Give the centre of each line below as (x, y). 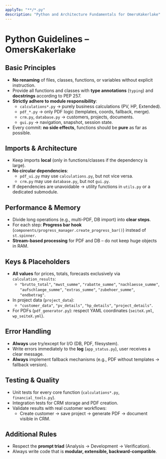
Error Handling (28, 331)
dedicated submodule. (35, 192)
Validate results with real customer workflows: (59, 408)
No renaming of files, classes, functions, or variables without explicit (83, 80)
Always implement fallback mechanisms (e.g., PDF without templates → (86, 359)
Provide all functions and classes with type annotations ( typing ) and (83, 91)
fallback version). (30, 365)
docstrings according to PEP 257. (47, 95)
